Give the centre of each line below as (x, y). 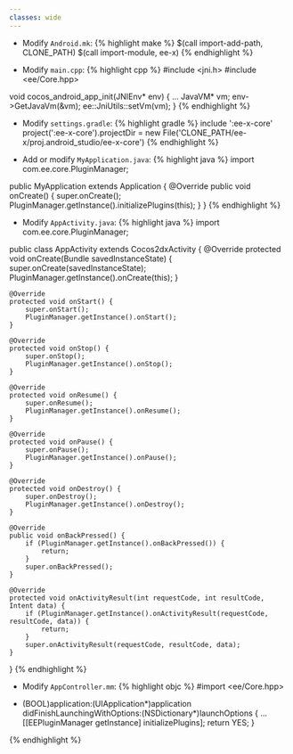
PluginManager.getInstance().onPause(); (101, 457)
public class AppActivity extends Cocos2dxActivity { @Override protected (145, 249)
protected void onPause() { (61, 442)
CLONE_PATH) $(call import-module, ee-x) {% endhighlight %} (138, 52)
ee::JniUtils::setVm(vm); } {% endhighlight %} (167, 106)
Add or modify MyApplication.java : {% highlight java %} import (138, 159)
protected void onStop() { (59, 348)
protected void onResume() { (63, 395)
